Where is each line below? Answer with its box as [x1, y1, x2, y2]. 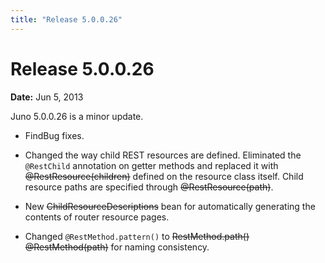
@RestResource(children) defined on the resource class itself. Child [24, 170, 304, 182]
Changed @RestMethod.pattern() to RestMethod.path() [24, 230, 250, 242]
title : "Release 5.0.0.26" [10, 14, 123, 25]
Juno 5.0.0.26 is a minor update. [10, 110, 144, 122]
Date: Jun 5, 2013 [10, 91, 84, 103]
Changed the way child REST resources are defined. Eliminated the [24, 149, 302, 161]
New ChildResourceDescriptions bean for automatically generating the [24, 200, 316, 212]
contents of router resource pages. [24, 211, 170, 223]
